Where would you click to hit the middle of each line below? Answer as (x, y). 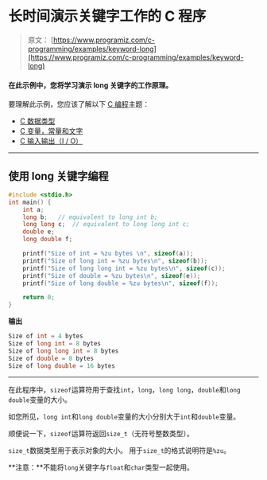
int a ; (33, 209)
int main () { (30, 202)
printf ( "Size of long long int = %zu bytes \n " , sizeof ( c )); (124, 268)
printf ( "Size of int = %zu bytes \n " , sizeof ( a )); (108, 254)
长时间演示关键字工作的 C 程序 (107, 16)
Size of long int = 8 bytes (55, 344)
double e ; (39, 232)
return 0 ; (39, 298)
